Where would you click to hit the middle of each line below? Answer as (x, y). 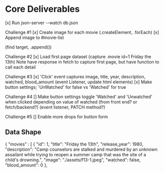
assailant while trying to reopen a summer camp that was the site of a (76, 154)
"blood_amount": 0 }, (26, 165)
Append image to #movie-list (34, 37)
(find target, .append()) (28, 47)
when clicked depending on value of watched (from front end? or (71, 102)
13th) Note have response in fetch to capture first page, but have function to (82, 62)
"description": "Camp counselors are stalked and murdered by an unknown (81, 149)
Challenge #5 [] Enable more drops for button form (57, 116)
